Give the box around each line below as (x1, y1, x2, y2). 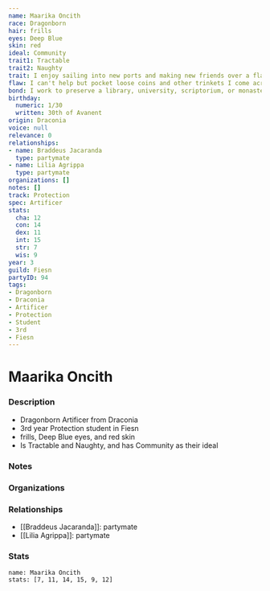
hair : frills (8, 27, 52, 35)
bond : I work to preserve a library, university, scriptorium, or (8, 86, 235, 95)
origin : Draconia (8, 117, 67, 125)
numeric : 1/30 (15, 101, 63, 109)
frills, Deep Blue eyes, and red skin (19, 432, 135, 441)
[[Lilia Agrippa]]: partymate (19, 530, 110, 540)
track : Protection (8, 191, 70, 199)
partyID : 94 (8, 273, 48, 281)
